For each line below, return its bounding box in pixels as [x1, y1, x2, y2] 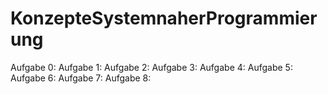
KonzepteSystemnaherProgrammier [10, 7, 318, 30]
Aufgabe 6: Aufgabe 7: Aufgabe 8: [10, 72, 152, 84]
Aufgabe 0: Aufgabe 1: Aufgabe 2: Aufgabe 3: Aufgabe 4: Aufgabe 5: [10, 61, 293, 73]
